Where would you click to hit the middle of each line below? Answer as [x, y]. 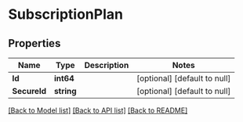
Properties [34, 43]
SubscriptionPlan [66, 14]
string [65, 91]
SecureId [29, 91]
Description [107, 65]
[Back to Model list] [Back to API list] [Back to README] [98, 110]
